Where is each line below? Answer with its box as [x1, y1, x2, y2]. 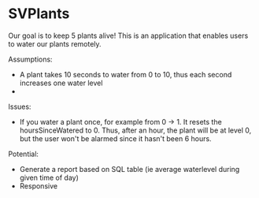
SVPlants [8, 5, 70, 23]
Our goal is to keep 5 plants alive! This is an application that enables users [8, 31, 249, 40]
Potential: [8, 149, 39, 159]
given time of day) [19, 173, 79, 182]
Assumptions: [8, 54, 53, 64]
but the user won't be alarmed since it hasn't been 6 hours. [19, 133, 212, 143]
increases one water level [19, 78, 103, 88]
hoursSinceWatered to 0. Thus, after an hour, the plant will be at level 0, [19, 125, 252, 135]
